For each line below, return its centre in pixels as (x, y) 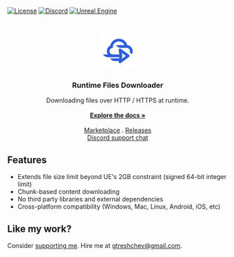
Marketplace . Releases (118, 131)
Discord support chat (118, 138)
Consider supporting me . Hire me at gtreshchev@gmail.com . (95, 245)
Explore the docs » (118, 115)
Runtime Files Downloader (118, 85)
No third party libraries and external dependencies (90, 199)
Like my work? (40, 229)
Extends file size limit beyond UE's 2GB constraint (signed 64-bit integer (122, 177)
